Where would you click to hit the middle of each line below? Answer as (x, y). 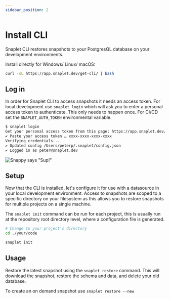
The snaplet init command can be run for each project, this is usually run (83, 214)
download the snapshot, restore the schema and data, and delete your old (82, 276)
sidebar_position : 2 (27, 10)
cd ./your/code (21, 233)
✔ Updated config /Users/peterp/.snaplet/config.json (63, 145)
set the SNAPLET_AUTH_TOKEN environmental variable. (59, 117)
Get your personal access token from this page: (57, 132)
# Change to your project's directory (46, 229)
